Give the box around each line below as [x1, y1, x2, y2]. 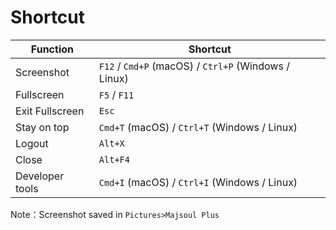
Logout [15, 136, 49, 150]
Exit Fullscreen [15, 104, 85, 118]
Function [30, 42, 74, 56]
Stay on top [15, 120, 70, 134]
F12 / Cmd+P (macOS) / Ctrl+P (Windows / [98, 59, 290, 73]
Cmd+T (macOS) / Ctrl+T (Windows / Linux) [98, 120, 298, 134]
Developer [15, 169, 65, 183]
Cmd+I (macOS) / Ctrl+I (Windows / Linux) [98, 175, 298, 189]
